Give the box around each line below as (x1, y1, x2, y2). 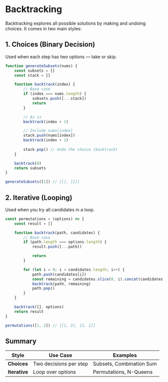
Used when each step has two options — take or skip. (5, 53, 117, 60)
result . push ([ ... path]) (32, 244, 82, 249)
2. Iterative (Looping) (5, 193, 73, 202)
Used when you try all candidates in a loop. (5, 206, 95, 212)
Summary (5, 337, 37, 345)
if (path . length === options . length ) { (23, 240, 107, 245)
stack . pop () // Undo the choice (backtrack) (23, 147, 118, 152)
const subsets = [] (14, 68, 55, 73)
